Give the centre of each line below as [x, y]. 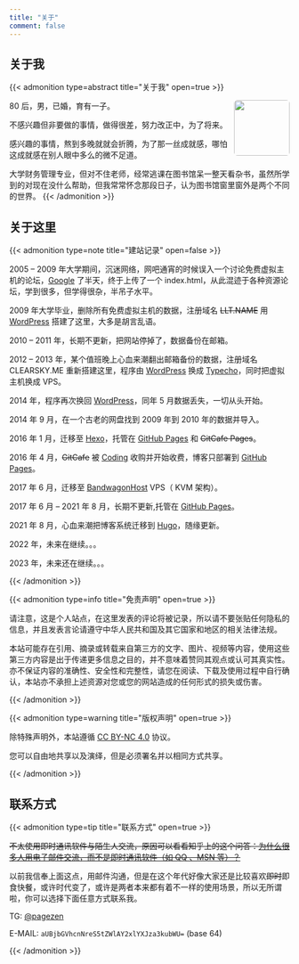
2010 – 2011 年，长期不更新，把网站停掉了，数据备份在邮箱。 [121, 340]
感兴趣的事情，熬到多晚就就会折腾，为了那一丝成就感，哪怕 [118, 144]
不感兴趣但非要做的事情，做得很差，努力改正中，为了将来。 [118, 125]
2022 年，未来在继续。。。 [55, 544]
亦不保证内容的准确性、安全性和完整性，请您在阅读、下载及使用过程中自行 [145, 671]
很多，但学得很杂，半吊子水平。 [98, 291]
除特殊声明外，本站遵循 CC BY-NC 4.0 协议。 [93, 737]
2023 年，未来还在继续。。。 [59, 563]
